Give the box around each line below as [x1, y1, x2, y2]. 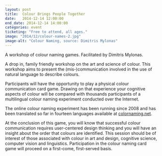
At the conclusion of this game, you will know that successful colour [5, 120, 141, 126]
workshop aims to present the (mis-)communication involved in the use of [5, 66, 152, 72]
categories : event [5, 25, 42, 30]
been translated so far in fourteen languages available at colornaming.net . [5, 111, 152, 116]
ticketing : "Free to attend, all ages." [5, 29, 88, 34]
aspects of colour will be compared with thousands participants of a [5, 91, 141, 97]
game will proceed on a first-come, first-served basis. [5, 145, 113, 151]
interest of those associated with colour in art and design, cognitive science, [5, 135, 157, 141]
